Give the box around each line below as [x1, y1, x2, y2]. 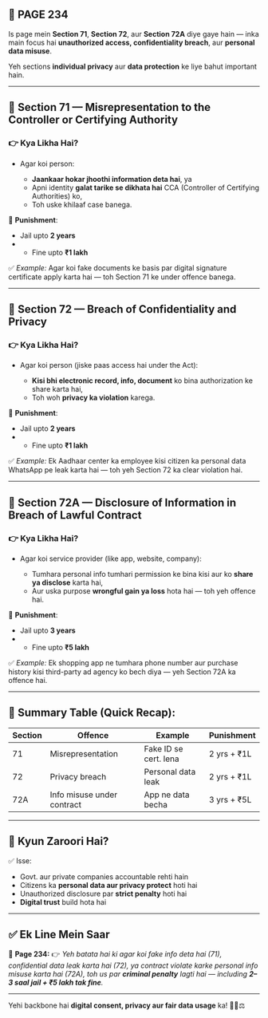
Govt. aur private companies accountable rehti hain [19, 871, 189, 882]
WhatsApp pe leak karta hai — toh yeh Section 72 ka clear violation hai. [8, 465, 243, 475]
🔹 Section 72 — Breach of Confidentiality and [8, 302, 237, 316]
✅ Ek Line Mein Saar [8, 927, 110, 941]
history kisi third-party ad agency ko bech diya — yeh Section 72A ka [8, 667, 237, 677]
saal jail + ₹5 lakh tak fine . [14, 978, 104, 988]
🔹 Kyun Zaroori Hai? [8, 835, 109, 848]
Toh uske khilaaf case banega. [31, 199, 132, 209]
